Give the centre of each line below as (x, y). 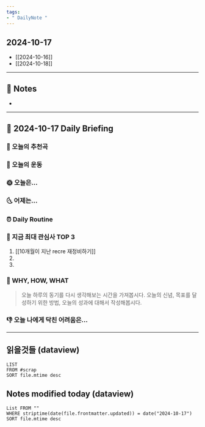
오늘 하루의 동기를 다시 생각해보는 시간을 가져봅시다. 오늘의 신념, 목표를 (106, 295)
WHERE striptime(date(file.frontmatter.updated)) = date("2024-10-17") (99, 414)
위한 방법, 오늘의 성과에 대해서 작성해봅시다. (90, 302)
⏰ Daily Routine (30, 220)
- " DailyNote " (27, 18)
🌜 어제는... (22, 201)
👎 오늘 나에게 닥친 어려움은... (47, 320)
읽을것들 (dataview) (43, 350)
